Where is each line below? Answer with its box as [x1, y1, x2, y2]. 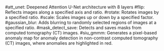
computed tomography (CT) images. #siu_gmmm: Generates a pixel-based [5, 30, 157, 35]
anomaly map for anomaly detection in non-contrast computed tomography [5, 35, 159, 41]
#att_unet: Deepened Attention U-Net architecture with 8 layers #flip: [5, 4, 145, 10]
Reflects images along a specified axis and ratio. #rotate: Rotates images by [5, 9, 159, 15]
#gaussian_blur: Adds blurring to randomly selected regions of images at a [5, 19, 157, 25]
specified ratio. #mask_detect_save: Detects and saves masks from [5, 25, 142, 31]
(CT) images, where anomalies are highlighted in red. [5, 40, 113, 46]
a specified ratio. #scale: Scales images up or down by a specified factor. [5, 15, 154, 20]
